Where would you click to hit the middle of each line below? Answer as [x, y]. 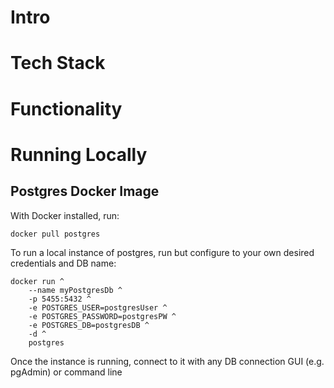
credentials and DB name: [63, 263]
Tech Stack [58, 63]
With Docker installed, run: [65, 215]
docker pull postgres [55, 234]
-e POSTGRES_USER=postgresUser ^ [98, 307]
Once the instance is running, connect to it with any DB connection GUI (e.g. [167, 361]
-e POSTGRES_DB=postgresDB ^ [89, 325]
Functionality [66, 108]
